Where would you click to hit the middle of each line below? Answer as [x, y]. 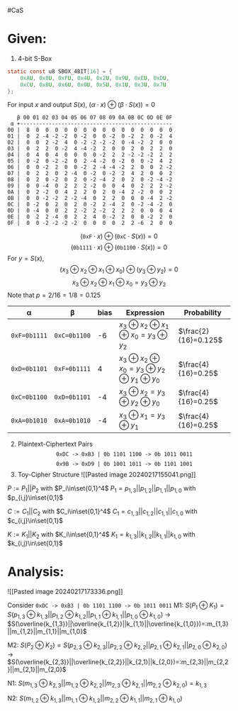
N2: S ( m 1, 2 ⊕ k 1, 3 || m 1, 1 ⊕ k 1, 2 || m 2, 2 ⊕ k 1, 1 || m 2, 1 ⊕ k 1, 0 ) [95, 699]
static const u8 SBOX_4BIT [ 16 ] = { [60, 71]
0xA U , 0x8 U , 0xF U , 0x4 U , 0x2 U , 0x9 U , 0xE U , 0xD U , [95, 78]
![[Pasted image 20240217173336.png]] [65, 592]
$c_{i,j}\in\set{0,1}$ [35, 520]
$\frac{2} [194, 331]
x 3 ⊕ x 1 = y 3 [142, 415]
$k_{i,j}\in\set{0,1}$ [35, 543]
